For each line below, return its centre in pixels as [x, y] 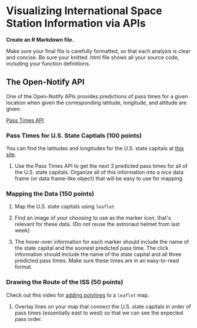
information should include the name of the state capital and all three [98, 254]
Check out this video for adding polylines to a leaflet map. [78, 295]
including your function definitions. [48, 64]
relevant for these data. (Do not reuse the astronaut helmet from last [97, 224]
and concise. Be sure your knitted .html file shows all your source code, [93, 57]
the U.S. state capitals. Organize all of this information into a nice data [99, 173]
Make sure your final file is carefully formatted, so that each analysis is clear [98, 51]
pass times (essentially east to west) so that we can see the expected [99, 313]
